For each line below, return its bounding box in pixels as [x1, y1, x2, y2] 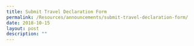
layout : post [6, 25, 39, 32]
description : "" [6, 31, 47, 37]
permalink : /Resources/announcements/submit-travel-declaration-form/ [6, 14, 189, 20]
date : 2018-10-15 [6, 20, 50, 26]
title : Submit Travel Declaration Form [6, 8, 107, 15]
